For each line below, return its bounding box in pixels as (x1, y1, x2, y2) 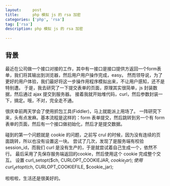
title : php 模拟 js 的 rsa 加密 (5, 12, 81, 17)
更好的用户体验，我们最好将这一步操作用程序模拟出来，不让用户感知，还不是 (5, 78, 165, 84)
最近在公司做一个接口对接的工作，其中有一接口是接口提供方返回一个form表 (5, 66, 161, 72)
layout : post (5, 7, 42, 13)
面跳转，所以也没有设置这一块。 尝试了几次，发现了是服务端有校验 (5, 138, 144, 144)
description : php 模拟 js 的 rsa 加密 (5, 26, 83, 32)
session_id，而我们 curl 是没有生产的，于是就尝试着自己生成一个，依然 (5, 144, 153, 150)
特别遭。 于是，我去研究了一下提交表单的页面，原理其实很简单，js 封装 (5, 84, 153, 90)
